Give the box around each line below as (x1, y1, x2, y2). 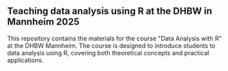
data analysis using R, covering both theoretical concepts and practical (7, 48, 209, 57)
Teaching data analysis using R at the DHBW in (7, 5, 213, 17)
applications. (7, 56, 44, 64)
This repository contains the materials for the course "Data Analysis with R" (7, 34, 222, 42)
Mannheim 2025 (7, 16, 79, 28)
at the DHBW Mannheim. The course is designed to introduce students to (7, 41, 216, 50)
